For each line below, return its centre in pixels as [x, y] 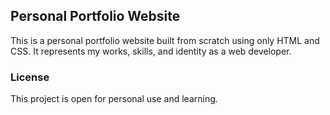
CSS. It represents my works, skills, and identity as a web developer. [151, 51]
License [30, 77]
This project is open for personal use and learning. [114, 99]
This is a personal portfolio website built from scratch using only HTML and [165, 40]
